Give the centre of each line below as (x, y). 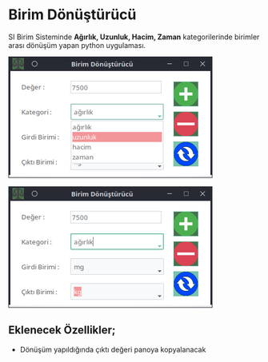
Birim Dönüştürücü (72, 15)
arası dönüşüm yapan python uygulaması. (77, 45)
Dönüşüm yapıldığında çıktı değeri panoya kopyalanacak (113, 349)
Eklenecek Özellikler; (62, 330)
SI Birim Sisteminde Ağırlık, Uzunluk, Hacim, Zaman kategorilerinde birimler (134, 37)
